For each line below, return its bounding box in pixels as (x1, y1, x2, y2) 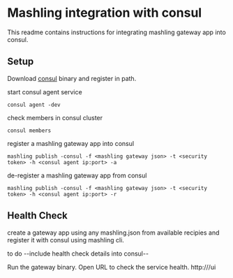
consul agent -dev (7, 101, 61, 108)
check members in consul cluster (7, 113, 103, 122)
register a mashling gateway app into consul (7, 139, 135, 147)
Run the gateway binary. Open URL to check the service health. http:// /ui (7, 263, 216, 271)
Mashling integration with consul (7, 5, 202, 21)
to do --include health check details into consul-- (7, 249, 149, 258)
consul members (7, 127, 52, 134)
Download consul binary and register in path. (7, 74, 137, 82)
